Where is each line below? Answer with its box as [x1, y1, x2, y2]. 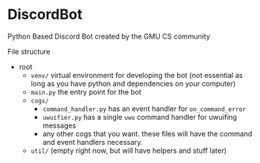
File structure [7, 46, 51, 56]
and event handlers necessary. [42, 137, 143, 146]
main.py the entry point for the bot [30, 87, 141, 96]
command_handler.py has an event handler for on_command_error [42, 104, 247, 113]
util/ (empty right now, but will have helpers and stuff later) [30, 146, 227, 155]
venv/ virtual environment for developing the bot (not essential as [30, 70, 243, 80]
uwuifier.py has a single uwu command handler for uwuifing [42, 112, 238, 121]
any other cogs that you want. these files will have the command [42, 128, 253, 139]
